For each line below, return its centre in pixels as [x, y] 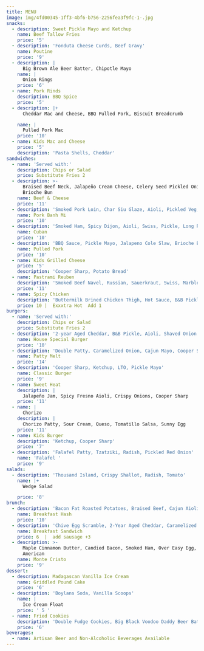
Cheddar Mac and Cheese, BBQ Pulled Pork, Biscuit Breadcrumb [103, 114]
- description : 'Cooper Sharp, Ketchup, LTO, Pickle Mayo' [88, 368]
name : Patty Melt [39, 356]
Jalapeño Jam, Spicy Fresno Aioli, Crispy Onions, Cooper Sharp [105, 396]
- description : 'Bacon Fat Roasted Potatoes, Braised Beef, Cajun [97, 509]
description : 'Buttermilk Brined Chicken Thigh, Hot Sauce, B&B [100, 300]
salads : [16, 469]
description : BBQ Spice [47, 97]
